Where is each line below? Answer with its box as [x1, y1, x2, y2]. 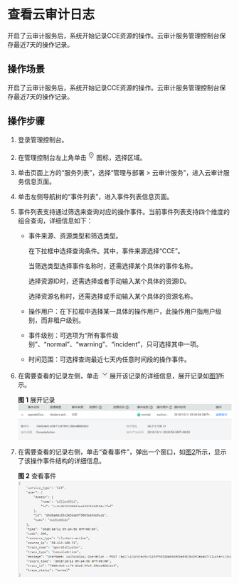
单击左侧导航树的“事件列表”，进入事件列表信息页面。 [17, 192, 174, 201]
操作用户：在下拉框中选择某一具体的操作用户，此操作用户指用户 [28, 307, 216, 315]
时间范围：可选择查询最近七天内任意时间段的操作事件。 [28, 355, 191, 363]
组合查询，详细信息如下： [17, 216, 93, 225]
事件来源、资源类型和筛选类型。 [28, 231, 122, 240]
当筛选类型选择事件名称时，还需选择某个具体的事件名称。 [28, 261, 197, 270]
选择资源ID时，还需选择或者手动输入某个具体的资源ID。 [28, 277, 191, 285]
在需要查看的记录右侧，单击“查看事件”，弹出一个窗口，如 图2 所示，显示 [17, 447, 227, 456]
